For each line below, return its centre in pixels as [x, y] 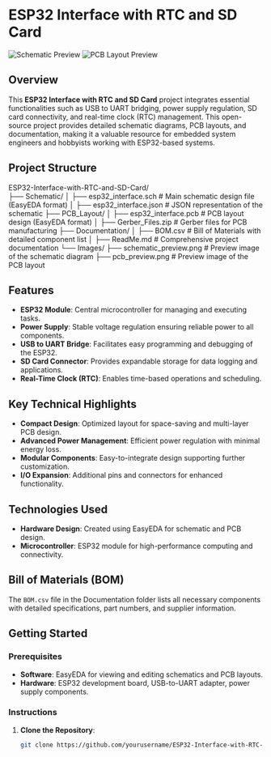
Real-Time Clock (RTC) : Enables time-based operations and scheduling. [141, 379]
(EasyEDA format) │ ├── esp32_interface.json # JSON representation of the [135, 205]
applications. [41, 370]
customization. [45, 466]
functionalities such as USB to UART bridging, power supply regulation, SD [133, 108]
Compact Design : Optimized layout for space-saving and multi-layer [134, 423]
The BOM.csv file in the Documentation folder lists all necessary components [135, 599]
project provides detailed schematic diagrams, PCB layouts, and [140, 125]
